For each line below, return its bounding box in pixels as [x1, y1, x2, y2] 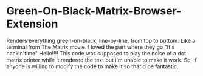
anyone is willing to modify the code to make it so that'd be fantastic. [6, 62, 179, 70]
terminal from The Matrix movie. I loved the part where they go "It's [6, 43, 175, 51]
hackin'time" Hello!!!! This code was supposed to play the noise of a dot [6, 49, 187, 57]
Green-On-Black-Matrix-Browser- [6, 4, 182, 18]
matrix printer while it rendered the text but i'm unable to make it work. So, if [6, 56, 198, 63]
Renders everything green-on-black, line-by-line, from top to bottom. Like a [6, 37, 196, 44]
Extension [6, 17, 58, 31]
